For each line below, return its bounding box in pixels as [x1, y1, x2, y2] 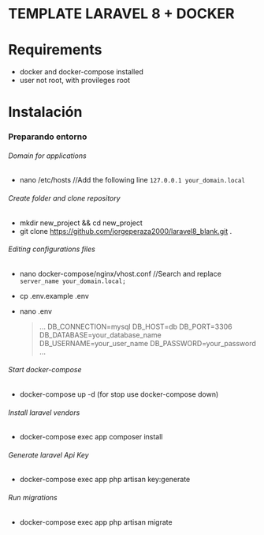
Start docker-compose [8, 365, 82, 375]
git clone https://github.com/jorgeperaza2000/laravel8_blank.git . [19, 226, 232, 235]
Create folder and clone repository [8, 194, 121, 203]
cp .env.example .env [19, 291, 89, 300]
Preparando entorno [8, 131, 87, 142]
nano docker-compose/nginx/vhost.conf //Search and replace [19, 269, 222, 278]
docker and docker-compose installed [19, 67, 143, 77]
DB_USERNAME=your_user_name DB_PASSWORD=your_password [39, 338, 256, 348]
